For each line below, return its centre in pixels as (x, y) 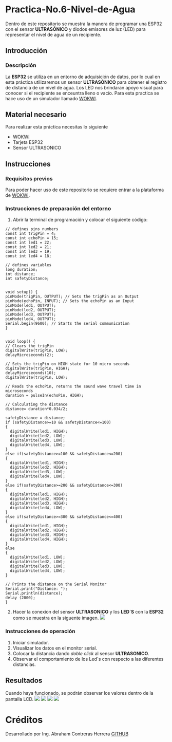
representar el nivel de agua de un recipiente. (53, 34)
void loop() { (21, 342)
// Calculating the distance (36, 404)
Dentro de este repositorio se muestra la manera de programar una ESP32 (84, 24)
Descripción (21, 65)
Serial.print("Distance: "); (36, 589)
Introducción (26, 51)
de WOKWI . (18, 195)
